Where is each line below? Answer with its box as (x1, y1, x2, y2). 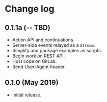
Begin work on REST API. (12, 53, 65, 59)
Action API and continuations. (12, 37, 75, 43)
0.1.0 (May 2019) (5, 78, 59, 87)
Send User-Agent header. (12, 64, 66, 70)
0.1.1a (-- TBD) (5, 23, 50, 32)
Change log (5, 3, 55, 15)
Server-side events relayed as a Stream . (12, 42, 95, 48)
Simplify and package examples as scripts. (12, 48, 102, 53)
